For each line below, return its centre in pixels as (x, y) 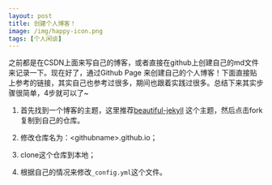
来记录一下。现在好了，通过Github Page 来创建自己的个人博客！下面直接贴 (133, 73)
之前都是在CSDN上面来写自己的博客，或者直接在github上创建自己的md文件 (134, 62)
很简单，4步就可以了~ (52, 93)
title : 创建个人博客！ (42, 24)
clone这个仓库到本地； (58, 155)
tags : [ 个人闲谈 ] (35, 39)
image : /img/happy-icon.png (56, 31)
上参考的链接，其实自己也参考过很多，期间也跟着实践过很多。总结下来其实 (132, 83)
